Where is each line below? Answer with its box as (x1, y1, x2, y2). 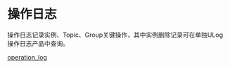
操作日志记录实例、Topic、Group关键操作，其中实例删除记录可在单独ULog (7, 31, 224, 39)
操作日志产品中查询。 (7, 39, 69, 47)
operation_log (7, 53, 48, 61)
